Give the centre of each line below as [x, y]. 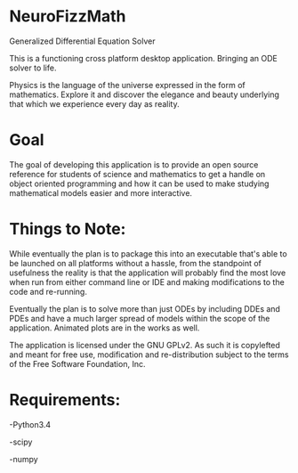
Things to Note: [68, 229]
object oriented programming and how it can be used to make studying [139, 183]
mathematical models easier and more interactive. [101, 192]
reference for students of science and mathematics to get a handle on [137, 174]
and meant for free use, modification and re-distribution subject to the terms [149, 355]
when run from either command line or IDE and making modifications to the [147, 281]
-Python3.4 [30, 424]
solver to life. [33, 68]
